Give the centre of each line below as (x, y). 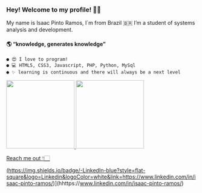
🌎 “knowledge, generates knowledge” (56, 44)
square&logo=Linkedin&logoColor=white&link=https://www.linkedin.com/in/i (101, 177)
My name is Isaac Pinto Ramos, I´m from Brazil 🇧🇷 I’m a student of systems (101, 23)
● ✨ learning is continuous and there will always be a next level (93, 72)
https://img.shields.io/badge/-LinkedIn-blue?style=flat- (77, 170)
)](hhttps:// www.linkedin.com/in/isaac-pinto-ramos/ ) (118, 183)
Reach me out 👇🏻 (28, 158)
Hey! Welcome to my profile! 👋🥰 (54, 10)
